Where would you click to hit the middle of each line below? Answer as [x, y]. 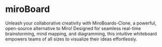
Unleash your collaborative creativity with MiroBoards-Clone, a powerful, [81, 23]
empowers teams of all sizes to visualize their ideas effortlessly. [71, 39]
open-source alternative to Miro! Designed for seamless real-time [73, 28]
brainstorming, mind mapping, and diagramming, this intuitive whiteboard [81, 33]
